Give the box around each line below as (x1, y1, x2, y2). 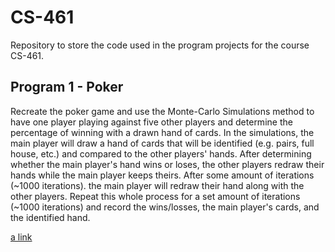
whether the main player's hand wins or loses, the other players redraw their (10, 158, 325, 170)
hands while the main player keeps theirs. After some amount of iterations (10, 169, 315, 181)
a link (10, 231, 33, 243)
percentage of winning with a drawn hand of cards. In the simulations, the (10, 126, 315, 138)
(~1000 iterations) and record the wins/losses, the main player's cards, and (10, 201, 320, 213)
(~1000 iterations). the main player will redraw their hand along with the (10, 179, 305, 191)
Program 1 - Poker (10, 79, 124, 96)
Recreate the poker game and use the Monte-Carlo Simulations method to (10, 105, 315, 117)
